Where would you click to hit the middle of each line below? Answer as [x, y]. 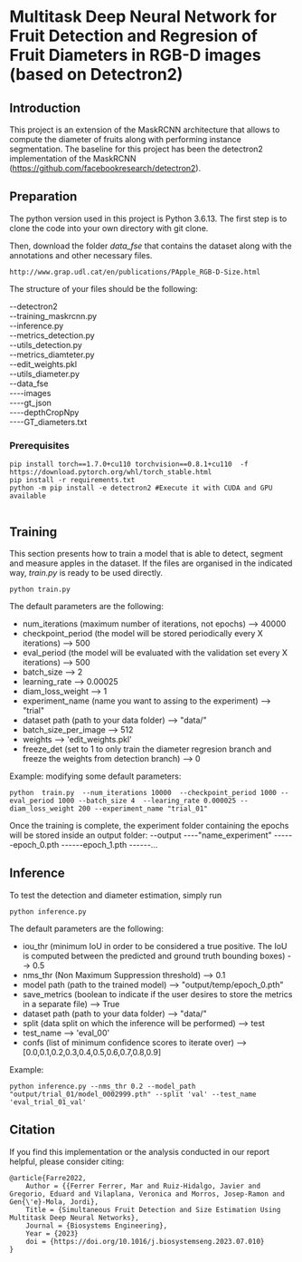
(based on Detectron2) [96, 75]
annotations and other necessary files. [81, 255]
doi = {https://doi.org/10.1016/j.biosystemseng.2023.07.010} [145, 1241]
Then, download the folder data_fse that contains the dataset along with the [151, 246]
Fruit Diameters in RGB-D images [135, 55]
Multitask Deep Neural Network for [143, 17]
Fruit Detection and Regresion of [133, 36]
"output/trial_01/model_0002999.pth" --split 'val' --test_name [133, 1094]
